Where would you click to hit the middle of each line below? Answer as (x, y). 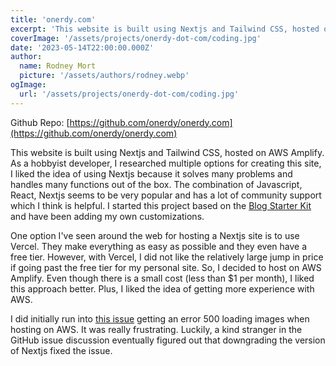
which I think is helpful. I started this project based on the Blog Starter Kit (161, 205)
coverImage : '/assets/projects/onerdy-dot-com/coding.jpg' (136, 38)
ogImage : (28, 85)
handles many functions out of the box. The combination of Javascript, (156, 184)
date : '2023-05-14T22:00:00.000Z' (82, 47)
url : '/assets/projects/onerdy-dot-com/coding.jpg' (129, 94)
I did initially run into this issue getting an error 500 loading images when (160, 318)
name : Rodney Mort (58, 66)
